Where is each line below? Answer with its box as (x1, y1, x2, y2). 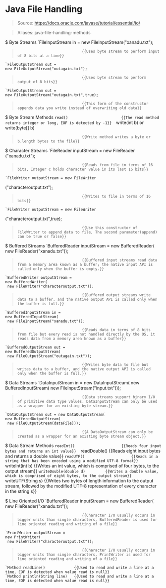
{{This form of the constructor (81, 101, 149, 106)
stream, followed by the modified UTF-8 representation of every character (5, 483, 157, 489)
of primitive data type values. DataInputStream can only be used (17, 399, 158, 404)
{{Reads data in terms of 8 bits (81, 327, 151, 332)
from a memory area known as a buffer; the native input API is (17, 262, 153, 267)
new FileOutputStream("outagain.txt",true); (5, 92, 99, 98)
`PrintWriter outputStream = (5, 530, 65, 535)
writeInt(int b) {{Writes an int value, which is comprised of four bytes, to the (5, 463, 160, 469)
